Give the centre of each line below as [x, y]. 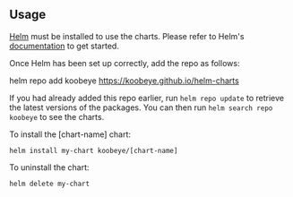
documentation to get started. [64, 46]
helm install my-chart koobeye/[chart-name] [94, 150]
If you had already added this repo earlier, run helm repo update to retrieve [147, 98]
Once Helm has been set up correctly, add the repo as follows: [125, 63]
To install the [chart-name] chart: [70, 134]
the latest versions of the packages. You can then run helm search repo [141, 107]
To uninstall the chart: [49, 167]
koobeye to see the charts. [57, 116]
